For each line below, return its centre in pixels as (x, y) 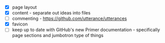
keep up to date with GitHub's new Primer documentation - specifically (86, 30)
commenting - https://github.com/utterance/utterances (69, 18)
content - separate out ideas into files (51, 13)
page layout (24, 7)
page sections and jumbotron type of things (58, 35)
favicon (20, 24)
